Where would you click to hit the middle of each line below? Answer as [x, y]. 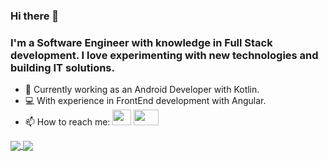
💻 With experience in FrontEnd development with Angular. [145, 101]
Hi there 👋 [35, 16]
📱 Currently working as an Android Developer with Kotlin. [142, 90]
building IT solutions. [62, 67]
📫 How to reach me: [67, 122]
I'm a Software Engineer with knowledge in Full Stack [141, 42]
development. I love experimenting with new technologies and [164, 55]
